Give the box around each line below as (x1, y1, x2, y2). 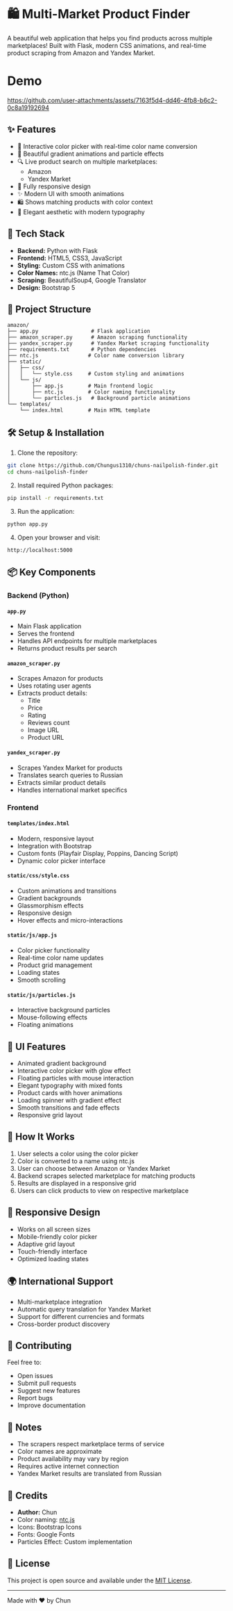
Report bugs (17, 1394, 53, 1402)
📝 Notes (7, 1421, 42, 1433)
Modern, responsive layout (17, 834, 94, 843)
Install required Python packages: (17, 481, 114, 489)
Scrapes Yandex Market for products (17, 763, 123, 772)
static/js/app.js (7, 932, 58, 939)
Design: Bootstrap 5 (17, 283, 76, 291)
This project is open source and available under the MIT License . (7, 1576, 193, 1585)
